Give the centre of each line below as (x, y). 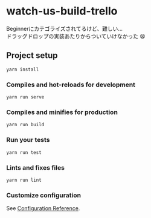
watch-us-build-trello (62, 11)
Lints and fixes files (36, 167)
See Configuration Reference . (43, 208)
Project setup (32, 56)
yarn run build (25, 125)
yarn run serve (25, 97)
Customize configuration (44, 195)
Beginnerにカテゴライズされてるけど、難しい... (64, 28)
